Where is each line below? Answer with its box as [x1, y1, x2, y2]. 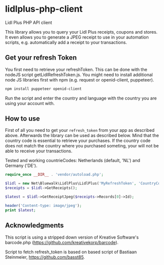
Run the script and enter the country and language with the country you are [5, 95, 157, 101]
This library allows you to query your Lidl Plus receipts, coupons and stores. [5, 29, 158, 35]
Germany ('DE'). [5, 163, 38, 169]
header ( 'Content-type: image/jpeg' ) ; [5, 203, 82, 208]
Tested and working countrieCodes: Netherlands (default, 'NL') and [5, 158, 141, 163]
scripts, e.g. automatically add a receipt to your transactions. [5, 39, 127, 45]
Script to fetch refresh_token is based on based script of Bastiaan [5, 249, 137, 255]
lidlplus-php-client [5, 3, 83, 15]
